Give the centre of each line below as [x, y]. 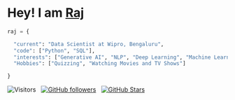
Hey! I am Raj [46, 13]
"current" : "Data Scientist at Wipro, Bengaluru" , [89, 44]
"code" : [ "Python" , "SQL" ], [55, 50]
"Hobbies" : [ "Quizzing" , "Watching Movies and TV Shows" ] [100, 64]
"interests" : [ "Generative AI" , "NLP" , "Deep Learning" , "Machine [112, 57]
